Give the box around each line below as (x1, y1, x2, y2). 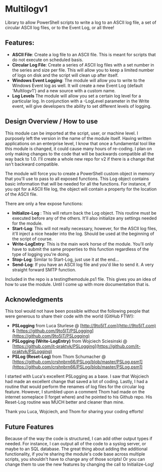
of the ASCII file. (5, 191, 38, 197)
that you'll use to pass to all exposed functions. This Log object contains (5, 176, 149, 182)
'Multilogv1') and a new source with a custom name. (12, 87, 116, 93)
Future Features (5, 422, 54, 431)
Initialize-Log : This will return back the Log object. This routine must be (12, 210, 157, 216)
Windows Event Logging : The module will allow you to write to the (12, 77, 145, 83)
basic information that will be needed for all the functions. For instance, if (5, 181, 151, 186)
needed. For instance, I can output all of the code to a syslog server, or (5, 441, 147, 447)
